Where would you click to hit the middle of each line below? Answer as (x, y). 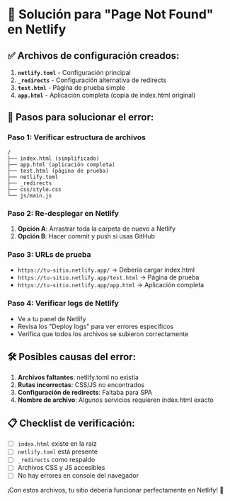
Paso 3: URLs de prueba (49, 254)
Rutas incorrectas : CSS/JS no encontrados (81, 385)
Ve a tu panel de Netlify (52, 318)
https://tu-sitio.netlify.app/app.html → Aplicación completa (111, 285)
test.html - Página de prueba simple (71, 87)
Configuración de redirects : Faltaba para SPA (85, 393)
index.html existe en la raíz (57, 444)
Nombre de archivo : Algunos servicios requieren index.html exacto (115, 400)
